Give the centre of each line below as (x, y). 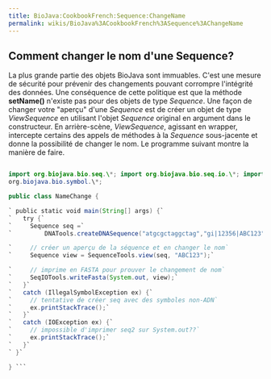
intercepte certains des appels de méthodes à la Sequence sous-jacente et (133, 135)
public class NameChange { (54, 197)
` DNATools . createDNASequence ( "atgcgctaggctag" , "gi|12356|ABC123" (137, 233)
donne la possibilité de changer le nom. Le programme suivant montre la (129, 144)
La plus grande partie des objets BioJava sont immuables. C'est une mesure (135, 75)
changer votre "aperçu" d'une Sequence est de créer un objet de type (125, 110)
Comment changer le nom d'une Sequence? (121, 56)
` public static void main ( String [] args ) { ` (86, 210)
